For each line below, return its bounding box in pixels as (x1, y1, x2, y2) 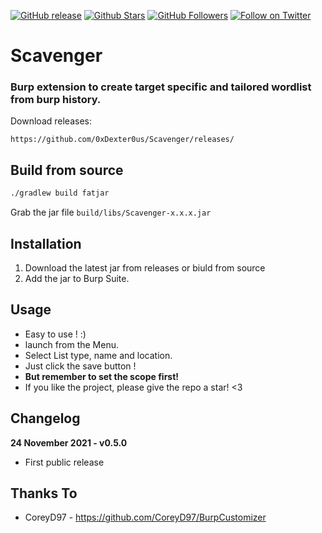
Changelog (10, 410, 81, 427)
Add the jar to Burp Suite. (24, 272, 130, 284)
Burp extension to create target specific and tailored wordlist (10, 80, 312, 94)
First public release (24, 456, 105, 468)
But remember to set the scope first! (24, 370, 180, 382)
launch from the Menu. (24, 338, 119, 350)
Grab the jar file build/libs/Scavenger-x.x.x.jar (10, 206, 212, 219)
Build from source (10, 161, 124, 179)
